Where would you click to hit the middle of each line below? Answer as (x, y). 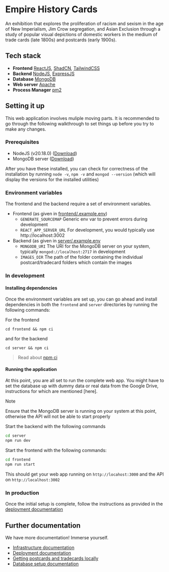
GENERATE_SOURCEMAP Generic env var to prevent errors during (84, 219)
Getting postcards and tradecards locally (55, 558)
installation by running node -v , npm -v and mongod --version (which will (80, 174)
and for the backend (26, 339)
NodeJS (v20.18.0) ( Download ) (45, 153)
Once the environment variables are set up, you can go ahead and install (81, 299)
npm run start (20, 465)
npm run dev (18, 441)
